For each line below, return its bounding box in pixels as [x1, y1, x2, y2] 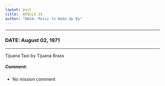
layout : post [5, 7, 32, 12]
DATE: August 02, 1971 [5, 37, 60, 44]
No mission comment [12, 76, 55, 82]
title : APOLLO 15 [5, 12, 43, 17]
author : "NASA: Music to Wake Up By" [5, 16, 82, 21]
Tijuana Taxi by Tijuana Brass [5, 52, 65, 59]
